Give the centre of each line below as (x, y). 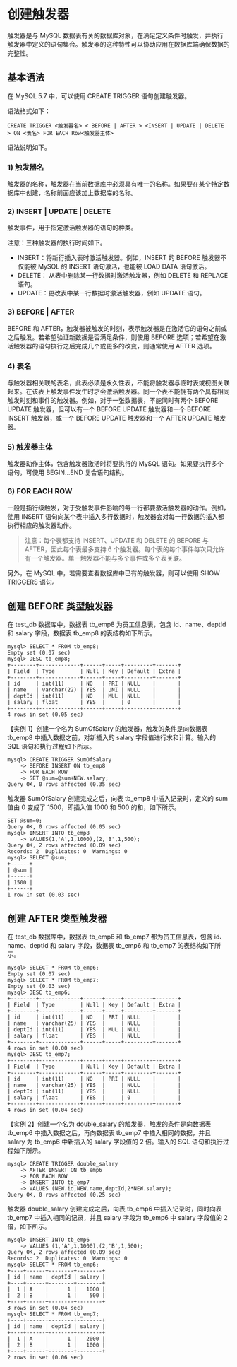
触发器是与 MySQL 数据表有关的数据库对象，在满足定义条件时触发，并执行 (116, 35)
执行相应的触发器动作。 (41, 525)
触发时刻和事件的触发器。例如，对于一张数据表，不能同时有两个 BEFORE (113, 400)
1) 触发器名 (26, 167)
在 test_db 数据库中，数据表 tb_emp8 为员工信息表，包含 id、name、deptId (117, 624)
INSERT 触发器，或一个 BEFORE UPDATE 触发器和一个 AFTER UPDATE (110, 418)
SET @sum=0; (25, 821)
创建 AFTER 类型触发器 (57, 919)
